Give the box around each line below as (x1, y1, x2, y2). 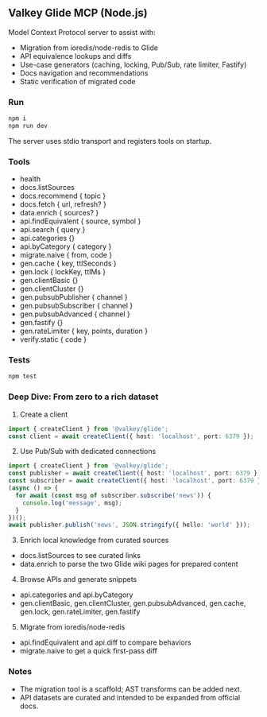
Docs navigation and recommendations (19, 68, 149, 78)
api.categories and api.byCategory (19, 590, 133, 599)
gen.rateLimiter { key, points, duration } (19, 326, 149, 336)
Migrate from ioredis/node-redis (19, 622, 126, 632)
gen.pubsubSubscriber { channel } (19, 301, 133, 311)
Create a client (19, 409, 68, 419)
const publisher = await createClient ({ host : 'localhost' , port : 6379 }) (8, 469, 261, 478)
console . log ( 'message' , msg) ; (22, 498, 123, 507)
